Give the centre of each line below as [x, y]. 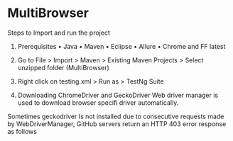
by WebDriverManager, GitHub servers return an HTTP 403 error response [117, 124]
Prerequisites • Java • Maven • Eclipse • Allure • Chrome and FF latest [121, 46]
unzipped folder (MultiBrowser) [64, 67]
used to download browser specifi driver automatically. [98, 102]
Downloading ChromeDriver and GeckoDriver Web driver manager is [118, 95]
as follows [22, 131]
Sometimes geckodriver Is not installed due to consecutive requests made [116, 116]
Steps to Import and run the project [59, 33]
